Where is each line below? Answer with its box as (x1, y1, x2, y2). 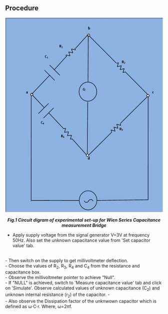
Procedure (5, 4, 39, 12)
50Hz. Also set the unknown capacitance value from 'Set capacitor (12, 237, 151, 243)
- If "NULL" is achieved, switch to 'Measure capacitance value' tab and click (5, 280, 162, 286)
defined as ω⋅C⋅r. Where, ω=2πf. (5, 304, 72, 309)
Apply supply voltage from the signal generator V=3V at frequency (12, 232, 150, 238)
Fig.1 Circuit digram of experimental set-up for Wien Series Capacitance (7, 217, 161, 223)
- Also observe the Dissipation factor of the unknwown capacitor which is (5, 298, 156, 304)
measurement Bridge (61, 222, 106, 228)
